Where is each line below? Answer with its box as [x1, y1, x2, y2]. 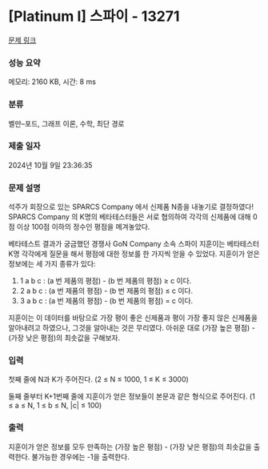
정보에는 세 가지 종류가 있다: [8, 259, 96, 269]
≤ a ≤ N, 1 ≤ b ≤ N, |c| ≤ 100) [8, 401, 102, 411]
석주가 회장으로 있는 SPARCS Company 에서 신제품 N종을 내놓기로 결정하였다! [8, 202, 254, 212]
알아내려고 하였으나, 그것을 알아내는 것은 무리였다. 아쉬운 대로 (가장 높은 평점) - [8, 323, 256, 333]
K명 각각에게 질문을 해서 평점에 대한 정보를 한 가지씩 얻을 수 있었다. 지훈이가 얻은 [8, 249, 260, 259]
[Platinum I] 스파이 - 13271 [8, 7, 180, 26]
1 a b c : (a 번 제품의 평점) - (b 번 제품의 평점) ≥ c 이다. [19, 276, 192, 286]
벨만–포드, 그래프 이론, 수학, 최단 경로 [8, 118, 125, 128]
